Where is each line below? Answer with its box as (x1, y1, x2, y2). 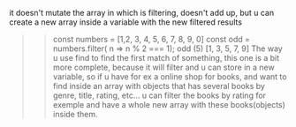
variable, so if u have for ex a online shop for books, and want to (52, 71, 287, 82)
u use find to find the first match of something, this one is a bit (52, 53, 280, 63)
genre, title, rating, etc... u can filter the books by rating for (52, 90, 267, 101)
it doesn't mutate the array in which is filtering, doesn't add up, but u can (9, 8, 275, 18)
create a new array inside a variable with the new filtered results (9, 17, 243, 27)
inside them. (52, 109, 99, 119)
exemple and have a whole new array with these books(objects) (52, 100, 285, 109)
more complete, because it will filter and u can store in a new (52, 62, 276, 72)
